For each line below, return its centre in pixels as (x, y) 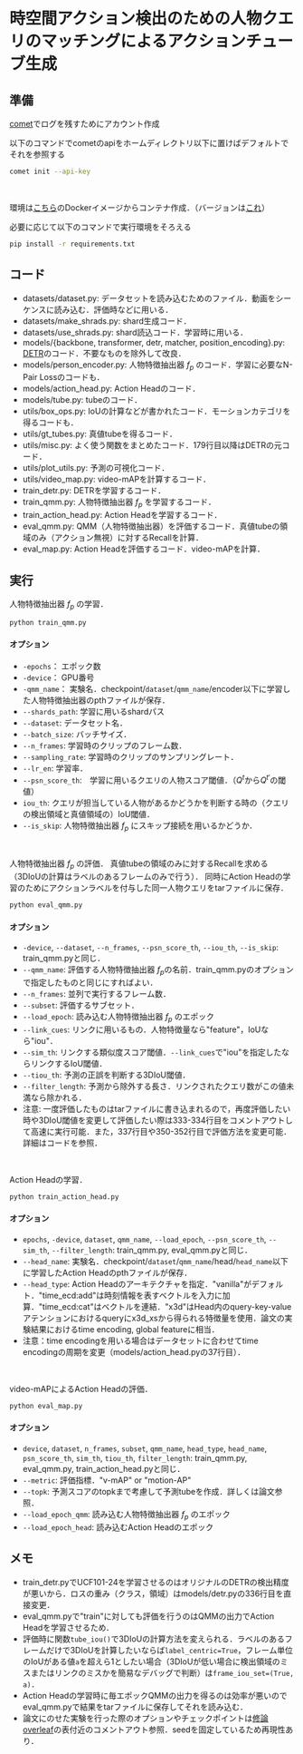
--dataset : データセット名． (75, 723)
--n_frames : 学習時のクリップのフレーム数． (104, 745)
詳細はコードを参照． (62, 1143)
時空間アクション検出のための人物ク (144, 19)
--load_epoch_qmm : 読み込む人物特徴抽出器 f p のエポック (126, 1515)
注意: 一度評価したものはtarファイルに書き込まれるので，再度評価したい (156, 1108)
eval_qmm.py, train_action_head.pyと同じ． (104, 1468)
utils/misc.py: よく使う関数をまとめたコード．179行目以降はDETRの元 (152, 445)
